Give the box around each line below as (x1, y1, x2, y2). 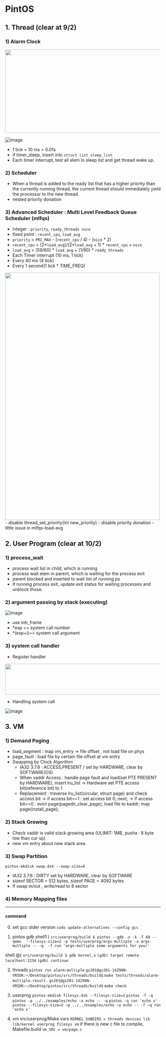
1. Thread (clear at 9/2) (5, 23, 77, 32)
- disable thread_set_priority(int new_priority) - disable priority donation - (5, 520, 155, 526)
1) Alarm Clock (5, 38, 41, 45)
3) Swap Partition (5, 853, 48, 859)
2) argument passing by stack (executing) (5, 599, 108, 606)
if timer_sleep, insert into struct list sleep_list (12, 152, 113, 158)
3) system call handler (5, 642, 60, 649)
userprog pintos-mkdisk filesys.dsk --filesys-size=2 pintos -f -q (12, 992, 153, 998)
